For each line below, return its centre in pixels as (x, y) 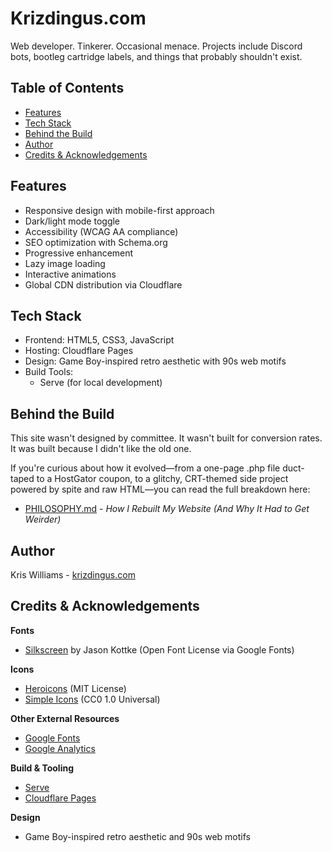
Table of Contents (67, 88)
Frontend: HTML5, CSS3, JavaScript (99, 340)
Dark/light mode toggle (72, 221)
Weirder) (43, 519)
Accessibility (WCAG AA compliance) (101, 231)
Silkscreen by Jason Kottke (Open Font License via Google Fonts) (159, 649)
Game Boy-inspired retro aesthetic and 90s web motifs (137, 836)
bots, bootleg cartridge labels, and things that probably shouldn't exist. (156, 56)
